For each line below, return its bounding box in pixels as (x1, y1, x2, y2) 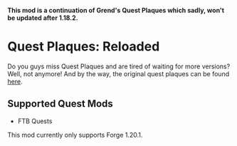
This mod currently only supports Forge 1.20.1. (7, 130, 143, 139)
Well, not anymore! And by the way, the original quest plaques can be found (7, 69, 230, 78)
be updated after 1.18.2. (7, 14, 78, 22)
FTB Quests (17, 117, 53, 125)
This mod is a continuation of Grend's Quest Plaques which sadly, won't (7, 6, 225, 14)
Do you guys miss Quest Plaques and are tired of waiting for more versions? (7, 62, 231, 71)
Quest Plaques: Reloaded (7, 38, 160, 55)
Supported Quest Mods (7, 98, 114, 110)
